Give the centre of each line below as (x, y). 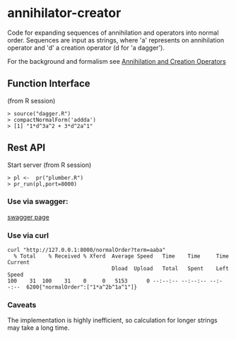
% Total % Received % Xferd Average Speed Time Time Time (122, 256)
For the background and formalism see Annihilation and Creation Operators (117, 61)
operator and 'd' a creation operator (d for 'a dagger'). (86, 47)
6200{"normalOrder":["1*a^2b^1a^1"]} (82, 287)
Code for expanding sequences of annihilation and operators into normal (113, 33)
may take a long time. (39, 328)
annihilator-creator (64, 13)
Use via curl (28, 235)
